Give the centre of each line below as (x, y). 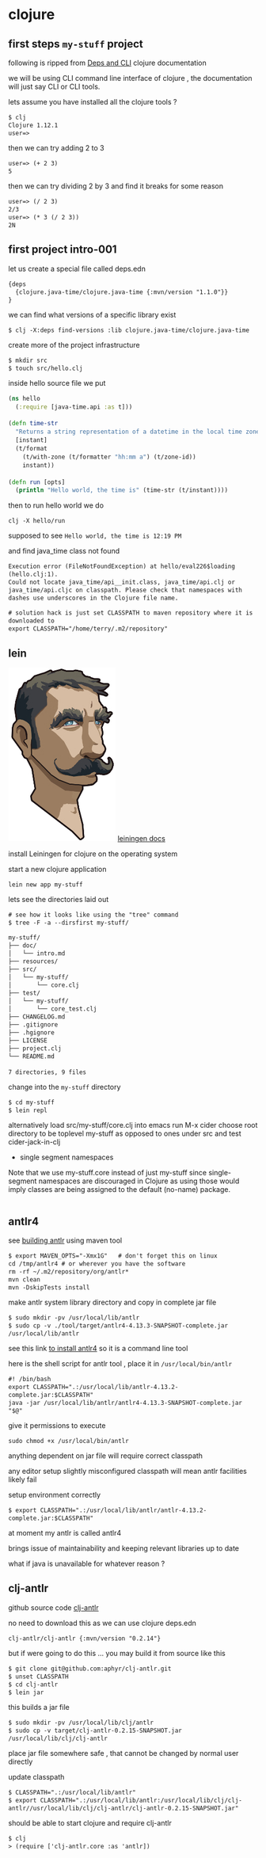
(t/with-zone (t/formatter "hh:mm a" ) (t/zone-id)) (109, 457)
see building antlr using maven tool (65, 1240)
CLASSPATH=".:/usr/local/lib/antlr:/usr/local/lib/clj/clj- (141, 1800)
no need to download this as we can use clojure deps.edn (102, 1623)
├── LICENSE (28, 1041)
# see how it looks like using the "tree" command (93, 915)
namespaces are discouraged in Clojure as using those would (139, 1181)
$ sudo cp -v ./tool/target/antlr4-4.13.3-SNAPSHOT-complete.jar (118, 1325)
